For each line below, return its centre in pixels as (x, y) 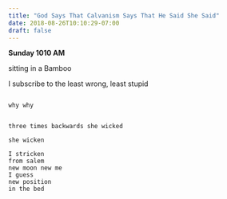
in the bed (26, 189)
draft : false (30, 30)
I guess (21, 175)
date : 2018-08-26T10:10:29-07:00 (64, 23)
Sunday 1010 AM (37, 53)
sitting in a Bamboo (40, 68)
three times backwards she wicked (66, 127)
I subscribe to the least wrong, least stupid (78, 84)
